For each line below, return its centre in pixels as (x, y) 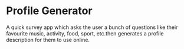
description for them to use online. (48, 40)
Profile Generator (49, 11)
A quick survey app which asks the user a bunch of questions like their (92, 27)
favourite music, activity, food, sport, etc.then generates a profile (85, 33)
